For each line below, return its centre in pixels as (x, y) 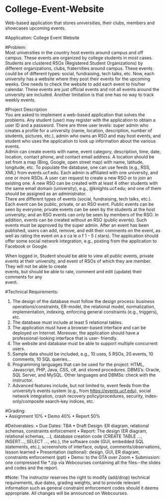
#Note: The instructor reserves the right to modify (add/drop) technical (78, 477)
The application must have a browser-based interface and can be (79, 327)
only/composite (28, 401)
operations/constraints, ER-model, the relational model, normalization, (84, 306)
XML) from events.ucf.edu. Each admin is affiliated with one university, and (82, 172)
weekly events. (21, 100)
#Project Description (26, 109)
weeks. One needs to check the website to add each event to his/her (75, 84)
